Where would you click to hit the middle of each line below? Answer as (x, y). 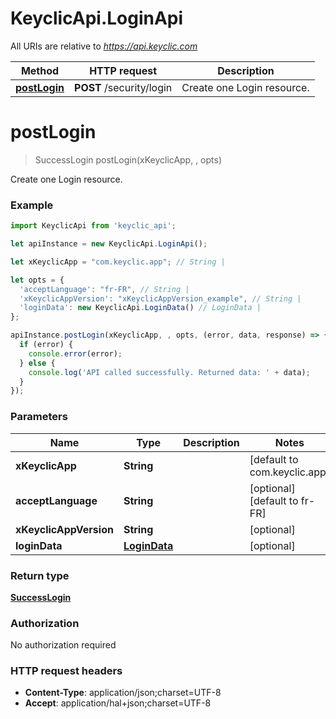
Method (40, 70)
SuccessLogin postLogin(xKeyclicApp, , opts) (128, 159)
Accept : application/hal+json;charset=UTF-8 (118, 703)
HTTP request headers (66, 671)
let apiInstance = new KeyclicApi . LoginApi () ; (109, 244)
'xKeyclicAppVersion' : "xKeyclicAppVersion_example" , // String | (160, 298)
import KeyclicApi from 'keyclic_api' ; (93, 226)
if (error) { (46, 345)
